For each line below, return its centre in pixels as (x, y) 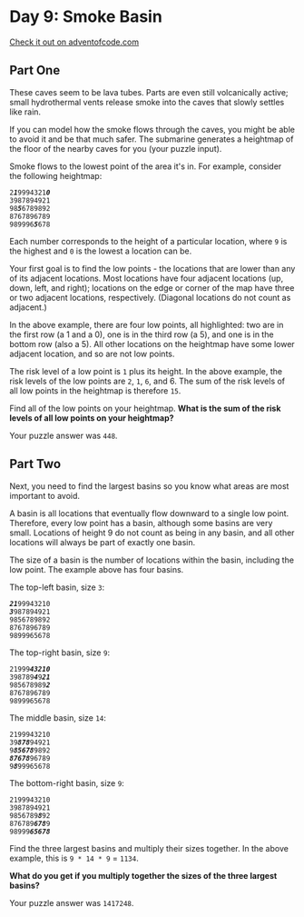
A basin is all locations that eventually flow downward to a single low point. (149, 513)
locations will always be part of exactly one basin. (103, 542)
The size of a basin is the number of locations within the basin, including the (152, 560)
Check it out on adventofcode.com (74, 42)
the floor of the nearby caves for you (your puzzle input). (116, 148)
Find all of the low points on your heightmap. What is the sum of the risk (145, 408)
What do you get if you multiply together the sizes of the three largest (143, 875)
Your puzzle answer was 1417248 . (72, 902)
